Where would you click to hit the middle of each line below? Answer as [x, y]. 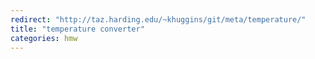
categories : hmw [44, 38]
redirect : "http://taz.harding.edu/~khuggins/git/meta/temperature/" [158, 19]
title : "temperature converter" [77, 29]
